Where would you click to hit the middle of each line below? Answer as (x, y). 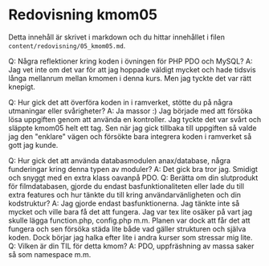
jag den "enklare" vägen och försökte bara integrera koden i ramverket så (130, 136)
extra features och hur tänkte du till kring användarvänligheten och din (125, 194)
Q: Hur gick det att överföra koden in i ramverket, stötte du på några (120, 102)
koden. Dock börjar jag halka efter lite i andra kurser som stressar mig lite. (130, 237)
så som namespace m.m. (50, 254)
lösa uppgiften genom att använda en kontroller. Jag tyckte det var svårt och (135, 119)
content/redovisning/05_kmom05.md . (67, 45)
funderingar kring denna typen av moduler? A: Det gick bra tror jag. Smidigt (133, 169)
